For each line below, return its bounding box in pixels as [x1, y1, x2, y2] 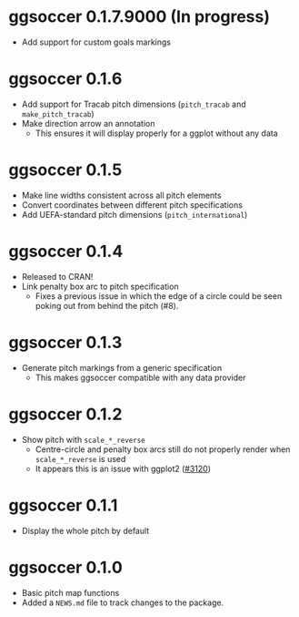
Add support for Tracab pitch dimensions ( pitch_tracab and [21, 98, 246, 109]
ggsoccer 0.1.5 [8, 159, 123, 180]
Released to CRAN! [21, 271, 94, 282]
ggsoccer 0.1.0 [8, 557, 124, 578]
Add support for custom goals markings [21, 36, 172, 47]
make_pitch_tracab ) [21, 108, 95, 119]
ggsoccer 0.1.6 [8, 68, 123, 89]
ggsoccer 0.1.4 [8, 242, 124, 262]
